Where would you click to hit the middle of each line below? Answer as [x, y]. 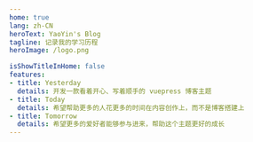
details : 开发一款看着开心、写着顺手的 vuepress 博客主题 [115, 91]
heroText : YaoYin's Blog [55, 34]
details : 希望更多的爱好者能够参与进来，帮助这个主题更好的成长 [121, 124]
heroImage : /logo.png [49, 51]
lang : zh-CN [31, 26]
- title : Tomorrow [43, 116]
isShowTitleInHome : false [57, 67]
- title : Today [37, 99]
